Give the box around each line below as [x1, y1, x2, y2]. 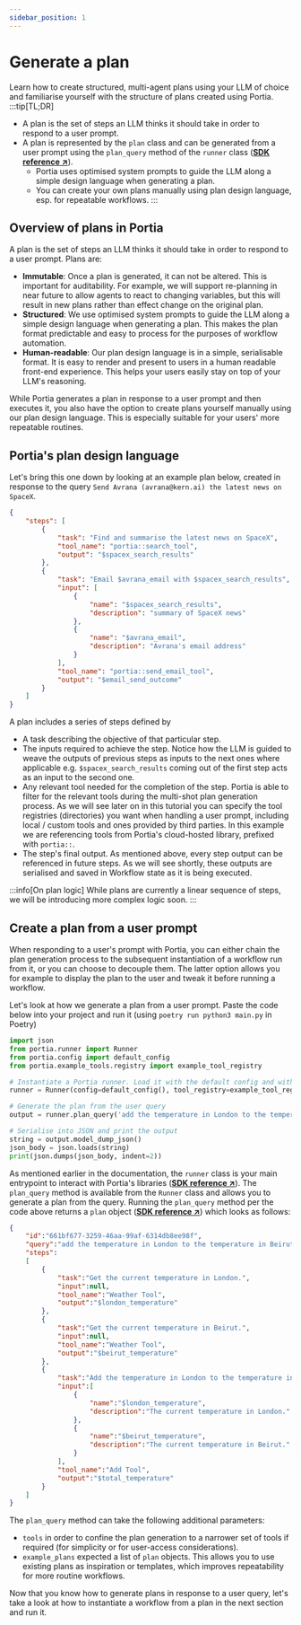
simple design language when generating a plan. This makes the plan [21, 319, 279, 329]
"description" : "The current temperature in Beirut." [89, 1440, 291, 1450]
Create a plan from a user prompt [9, 920, 198, 935]
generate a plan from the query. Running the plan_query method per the [9, 1196, 274, 1208]
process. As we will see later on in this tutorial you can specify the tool [21, 801, 283, 812]
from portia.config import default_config [9, 1052, 170, 1062]
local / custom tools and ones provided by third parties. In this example [21, 820, 285, 830]
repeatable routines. [9, 422, 84, 433]
